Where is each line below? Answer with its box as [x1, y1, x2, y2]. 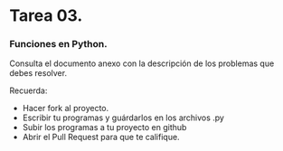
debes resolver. [9, 68, 68, 79]
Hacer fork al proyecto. [22, 103, 109, 114]
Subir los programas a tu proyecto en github [22, 122, 187, 133]
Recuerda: [9, 85, 48, 96]
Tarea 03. [9, 5, 83, 26]
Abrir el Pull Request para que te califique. [22, 132, 180, 143]
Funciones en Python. [9, 38, 108, 51]
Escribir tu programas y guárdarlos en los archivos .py [22, 112, 224, 123]
